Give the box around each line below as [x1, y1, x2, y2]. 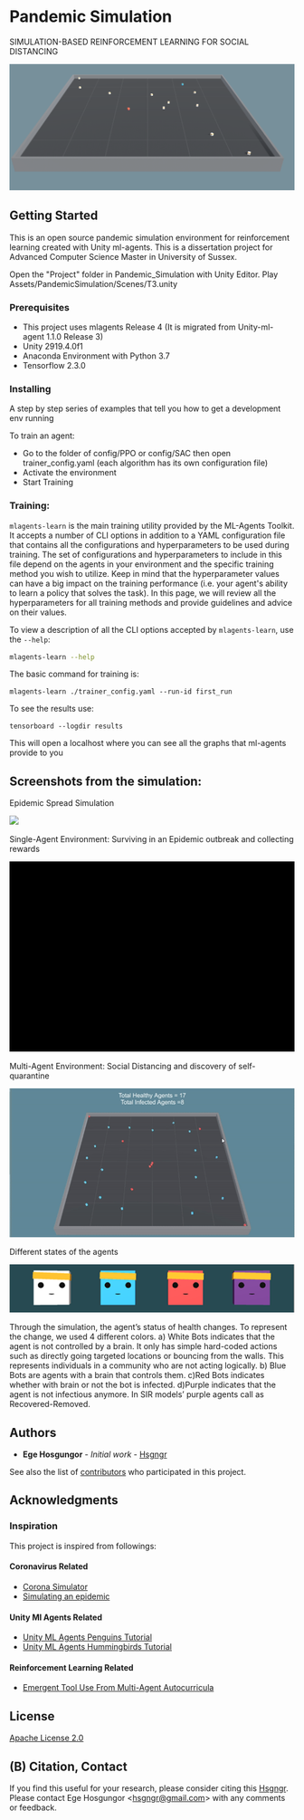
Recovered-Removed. [9, 1399, 90, 1410]
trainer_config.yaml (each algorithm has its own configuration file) [22, 457, 269, 468]
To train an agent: [9, 430, 75, 441]
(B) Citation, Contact [9, 1758, 128, 1774]
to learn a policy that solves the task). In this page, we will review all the [9, 587, 277, 599]
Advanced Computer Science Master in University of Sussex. [9, 251, 238, 262]
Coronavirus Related [9, 1561, 89, 1572]
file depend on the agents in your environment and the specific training [9, 559, 274, 570]
